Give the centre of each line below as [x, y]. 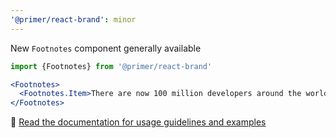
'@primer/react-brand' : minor [73, 19]
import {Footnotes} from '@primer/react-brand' [111, 66]
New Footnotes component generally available [106, 48]
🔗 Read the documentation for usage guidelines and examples [138, 122]
